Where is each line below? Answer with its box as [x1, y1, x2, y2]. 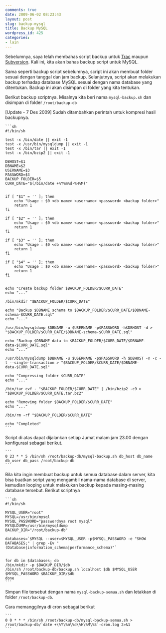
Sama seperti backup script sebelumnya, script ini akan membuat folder [5, 68, 153, 74]
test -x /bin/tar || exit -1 [5, 146, 66, 151]
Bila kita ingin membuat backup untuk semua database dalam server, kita [5, 471, 156, 477]
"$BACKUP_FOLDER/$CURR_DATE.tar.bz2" [5, 391, 84, 396]
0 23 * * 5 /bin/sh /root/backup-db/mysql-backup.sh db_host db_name [5, 454, 153, 459]
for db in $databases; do [5, 558, 59, 563]
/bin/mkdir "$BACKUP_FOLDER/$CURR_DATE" [5, 299, 91, 304]
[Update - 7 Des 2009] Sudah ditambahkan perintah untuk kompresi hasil [5, 109, 156, 115]
